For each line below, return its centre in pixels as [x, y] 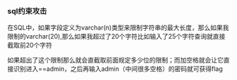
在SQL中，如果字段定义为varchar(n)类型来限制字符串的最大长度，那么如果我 [118, 28]
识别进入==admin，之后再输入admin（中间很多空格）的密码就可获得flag [118, 69]
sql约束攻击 [27, 11]
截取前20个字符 [30, 45]
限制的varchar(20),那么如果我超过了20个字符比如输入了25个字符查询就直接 [116, 36]
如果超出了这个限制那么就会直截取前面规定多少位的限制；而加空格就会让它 [115, 60]
